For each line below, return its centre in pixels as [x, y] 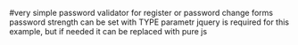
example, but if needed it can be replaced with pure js [108, 31]
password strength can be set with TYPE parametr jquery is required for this [149, 22]
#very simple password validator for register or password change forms [141, 13]
